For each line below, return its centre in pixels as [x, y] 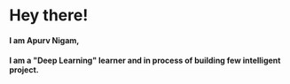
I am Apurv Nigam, [44, 40]
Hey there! [49, 15]
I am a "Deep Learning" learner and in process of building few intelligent [145, 61]
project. [24, 70]
